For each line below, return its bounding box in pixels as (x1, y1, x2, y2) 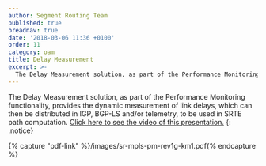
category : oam (8, 48, 55, 56)
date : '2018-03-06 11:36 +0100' (8, 33, 115, 42)
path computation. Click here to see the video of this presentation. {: (8, 117, 231, 126)
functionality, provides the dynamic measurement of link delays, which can (8, 100, 253, 110)
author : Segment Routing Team (8, 11, 108, 20)
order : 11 (8, 41, 41, 49)
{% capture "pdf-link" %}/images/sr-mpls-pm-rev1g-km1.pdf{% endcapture (8, 141, 256, 150)
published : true (8, 19, 62, 27)
